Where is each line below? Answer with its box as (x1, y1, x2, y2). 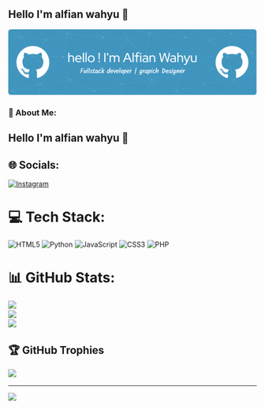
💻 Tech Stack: (8, 208, 106, 226)
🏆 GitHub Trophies (8, 344, 105, 357)
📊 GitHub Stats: (8, 269, 116, 287)
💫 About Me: (8, 107, 57, 118)
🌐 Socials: (8, 158, 60, 172)
